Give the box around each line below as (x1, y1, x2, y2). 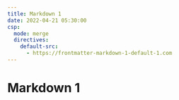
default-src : (20, 43, 59, 50)
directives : (13, 37, 50, 44)
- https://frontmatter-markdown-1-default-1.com (25, 50, 173, 57)
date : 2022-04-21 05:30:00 (7, 17, 87, 24)
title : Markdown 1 (7, 10, 62, 18)
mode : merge (13, 30, 50, 37)
